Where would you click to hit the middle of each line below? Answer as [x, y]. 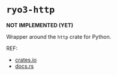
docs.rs [24, 66]
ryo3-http [31, 10]
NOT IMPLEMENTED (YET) [40, 25]
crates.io [26, 60]
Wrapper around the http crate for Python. [59, 36]
